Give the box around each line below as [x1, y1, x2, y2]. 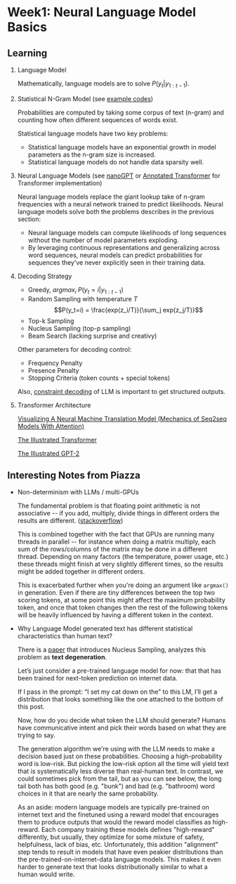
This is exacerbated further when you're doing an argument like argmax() [17, 581, 229, 590]
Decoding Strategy [17, 272, 72, 280]
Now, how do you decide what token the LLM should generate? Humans [17, 716, 226, 725]
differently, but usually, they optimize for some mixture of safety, [17, 833, 205, 841]
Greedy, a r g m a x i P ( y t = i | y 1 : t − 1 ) [27, 285, 124, 296]
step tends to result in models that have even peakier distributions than [17, 847, 223, 857]
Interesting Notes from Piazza [7, 469, 140, 481]
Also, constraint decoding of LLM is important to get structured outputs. [17, 387, 226, 395]
